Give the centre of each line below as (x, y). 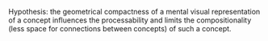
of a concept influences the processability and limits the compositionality (130, 20)
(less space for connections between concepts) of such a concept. (120, 29)
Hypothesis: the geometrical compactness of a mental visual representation (134, 12)
